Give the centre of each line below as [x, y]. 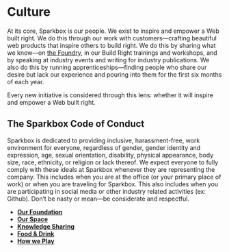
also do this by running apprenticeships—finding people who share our [107, 67]
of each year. [26, 81]
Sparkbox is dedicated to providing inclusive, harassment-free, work [104, 140]
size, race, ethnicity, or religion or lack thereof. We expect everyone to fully [113, 162]
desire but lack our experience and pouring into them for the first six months [114, 74]
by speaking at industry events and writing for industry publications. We [108, 60]
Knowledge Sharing [46, 226]
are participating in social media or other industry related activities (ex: [107, 191]
